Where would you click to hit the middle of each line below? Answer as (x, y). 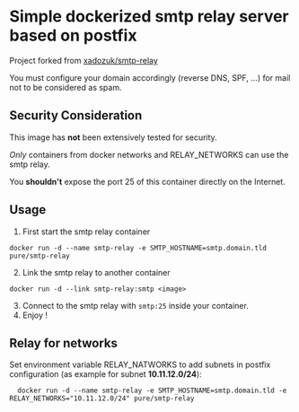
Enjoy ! (35, 315)
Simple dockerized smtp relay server (149, 17)
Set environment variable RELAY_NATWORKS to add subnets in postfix (140, 364)
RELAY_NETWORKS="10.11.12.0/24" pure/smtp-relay (102, 399)
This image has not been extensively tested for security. (113, 137)
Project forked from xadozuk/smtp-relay (84, 60)
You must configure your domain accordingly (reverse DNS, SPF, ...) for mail (150, 77)
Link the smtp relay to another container (96, 272)
